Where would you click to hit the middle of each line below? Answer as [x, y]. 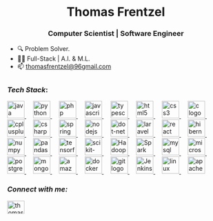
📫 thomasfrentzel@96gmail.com [64, 67]
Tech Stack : [28, 90]
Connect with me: [38, 189]
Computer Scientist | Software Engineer [116, 34]
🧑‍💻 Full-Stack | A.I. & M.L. [54, 59]
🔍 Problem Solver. [43, 49]
